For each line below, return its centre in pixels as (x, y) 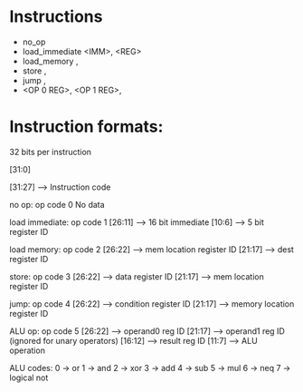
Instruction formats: (86, 127)
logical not (29, 377)
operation (27, 350)
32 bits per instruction (51, 152)
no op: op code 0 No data (57, 204)
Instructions (56, 17)
